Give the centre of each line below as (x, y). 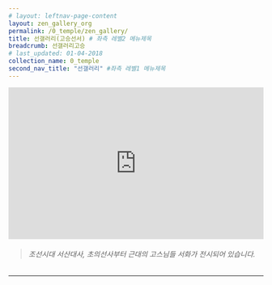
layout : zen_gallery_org (50, 23)
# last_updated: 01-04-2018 (56, 53)
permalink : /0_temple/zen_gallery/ (68, 31)
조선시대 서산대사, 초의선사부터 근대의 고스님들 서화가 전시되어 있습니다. (142, 254)
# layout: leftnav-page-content (63, 16)
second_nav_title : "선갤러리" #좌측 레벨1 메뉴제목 (87, 69)
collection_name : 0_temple (54, 62)
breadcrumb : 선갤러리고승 (47, 46)
